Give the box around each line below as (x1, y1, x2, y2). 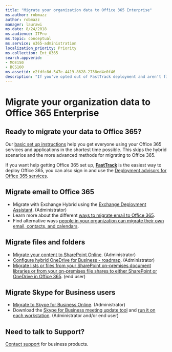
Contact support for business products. (5, 341, 89, 347)
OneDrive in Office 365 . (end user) (12, 273, 86, 279)
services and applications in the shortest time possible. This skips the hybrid (5, 147, 167, 153)
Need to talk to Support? (5, 327, 85, 336)
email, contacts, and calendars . (12, 223, 79, 229)
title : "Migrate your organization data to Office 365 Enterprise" (5, 7, 153, 13)
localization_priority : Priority (5, 46, 77, 51)
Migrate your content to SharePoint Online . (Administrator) (12, 252, 136, 258)
